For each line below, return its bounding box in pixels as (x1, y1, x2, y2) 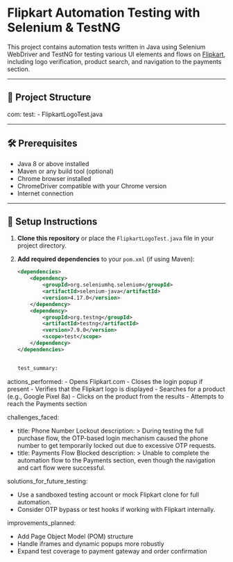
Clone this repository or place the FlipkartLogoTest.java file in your (17, 234, 214, 243)
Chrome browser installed (17, 174, 92, 182)
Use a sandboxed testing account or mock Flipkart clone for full (17, 490, 200, 499)
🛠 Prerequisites (7, 138, 78, 150)
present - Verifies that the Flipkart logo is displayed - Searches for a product (7, 385, 225, 393)
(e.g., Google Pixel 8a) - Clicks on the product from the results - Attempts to (7, 392, 224, 401)
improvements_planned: (7, 518, 76, 527)
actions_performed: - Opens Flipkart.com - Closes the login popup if (7, 377, 203, 385)
